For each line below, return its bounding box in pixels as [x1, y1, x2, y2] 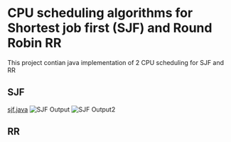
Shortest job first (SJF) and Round [7, 20, 213, 36]
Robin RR [7, 35, 62, 51]
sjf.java [7, 105, 28, 114]
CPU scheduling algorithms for [7, 5, 193, 21]
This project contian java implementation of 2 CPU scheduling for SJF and [7, 58, 225, 66]
